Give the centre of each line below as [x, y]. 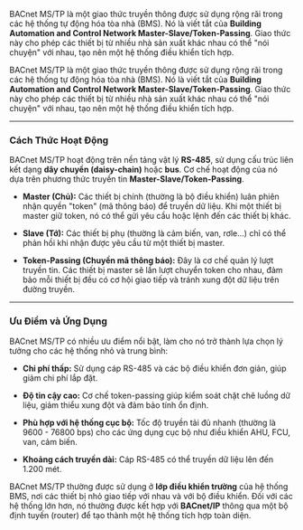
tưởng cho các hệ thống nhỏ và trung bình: [89, 350]
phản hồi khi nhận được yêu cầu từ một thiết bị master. [124, 243]
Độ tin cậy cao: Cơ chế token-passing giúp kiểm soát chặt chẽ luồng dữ [156, 395]
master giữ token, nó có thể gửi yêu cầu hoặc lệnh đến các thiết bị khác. [156, 216]
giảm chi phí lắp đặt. [60, 378]
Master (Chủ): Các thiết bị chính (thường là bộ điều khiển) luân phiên [151, 197]
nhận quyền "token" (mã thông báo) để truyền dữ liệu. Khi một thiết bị [152, 206]
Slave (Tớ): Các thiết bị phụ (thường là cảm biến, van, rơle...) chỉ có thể [154, 233]
